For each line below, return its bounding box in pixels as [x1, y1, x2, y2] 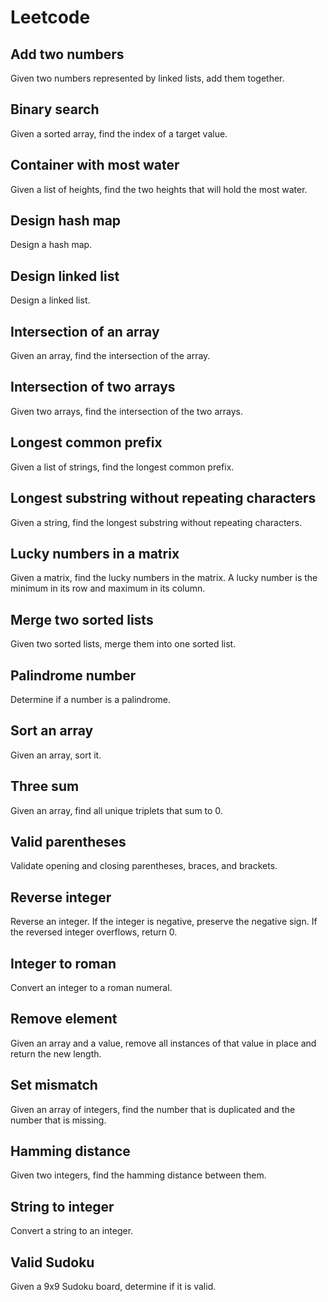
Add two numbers [10, 46, 125, 63]
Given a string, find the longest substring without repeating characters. [10, 516, 303, 528]
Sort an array [10, 722, 94, 740]
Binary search [10, 101, 100, 118]
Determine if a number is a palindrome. [10, 693, 172, 705]
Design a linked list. [10, 294, 91, 306]
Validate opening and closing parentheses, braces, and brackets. [10, 860, 278, 872]
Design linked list [10, 267, 120, 285]
